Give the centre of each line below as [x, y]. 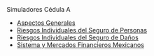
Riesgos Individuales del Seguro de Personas [82, 30]
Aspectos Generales [46, 23]
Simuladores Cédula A [38, 9]
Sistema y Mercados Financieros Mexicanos [80, 45]
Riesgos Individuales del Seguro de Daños [78, 37]
